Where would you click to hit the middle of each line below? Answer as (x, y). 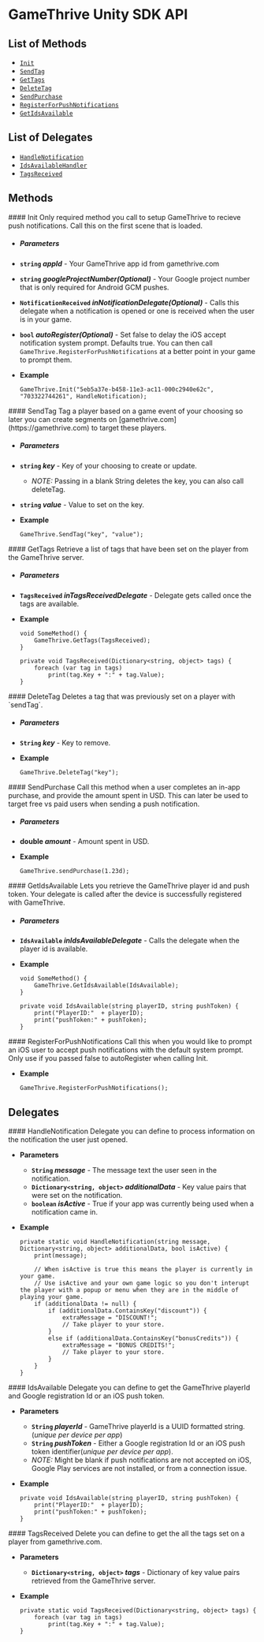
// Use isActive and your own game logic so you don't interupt (142, 1283)
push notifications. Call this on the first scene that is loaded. (106, 226)
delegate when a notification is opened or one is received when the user (137, 311)
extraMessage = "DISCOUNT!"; (110, 1318)
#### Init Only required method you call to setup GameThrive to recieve (125, 217)
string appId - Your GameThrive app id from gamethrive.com (119, 263)
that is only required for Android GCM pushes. (94, 287)
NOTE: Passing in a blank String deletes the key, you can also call (138, 481)
